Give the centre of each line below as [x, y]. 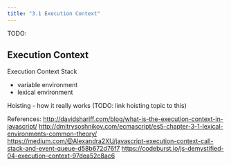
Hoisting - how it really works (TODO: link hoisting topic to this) [97, 106]
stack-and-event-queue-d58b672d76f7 [64, 149]
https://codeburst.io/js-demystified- [173, 149]
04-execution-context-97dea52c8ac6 [61, 156]
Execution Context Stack [42, 72]
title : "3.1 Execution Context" [54, 13]
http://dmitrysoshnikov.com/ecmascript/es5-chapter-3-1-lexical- [131, 127]
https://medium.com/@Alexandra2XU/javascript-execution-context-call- [110, 141]
